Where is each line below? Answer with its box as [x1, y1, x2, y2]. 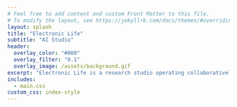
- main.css [13, 82, 46, 89]
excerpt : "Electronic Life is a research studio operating [7, 69, 185, 76]
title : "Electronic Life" [7, 30, 83, 37]
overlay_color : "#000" [13, 50, 80, 57]
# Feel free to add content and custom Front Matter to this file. [7, 10, 210, 18]
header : [7, 43, 30, 50]
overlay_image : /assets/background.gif [13, 63, 131, 70]
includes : [7, 75, 37, 83]
